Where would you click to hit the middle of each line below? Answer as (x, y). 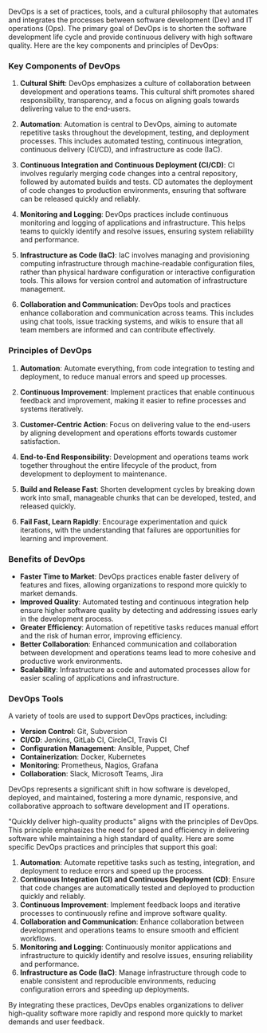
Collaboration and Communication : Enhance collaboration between (132, 922)
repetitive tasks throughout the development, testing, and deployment (134, 133)
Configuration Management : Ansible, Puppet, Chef (104, 748)
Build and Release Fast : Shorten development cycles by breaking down (137, 489)
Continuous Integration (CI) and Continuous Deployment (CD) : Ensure (137, 879)
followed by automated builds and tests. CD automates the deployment (136, 182)
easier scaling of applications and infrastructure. (99, 678)
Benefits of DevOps (47, 559)
